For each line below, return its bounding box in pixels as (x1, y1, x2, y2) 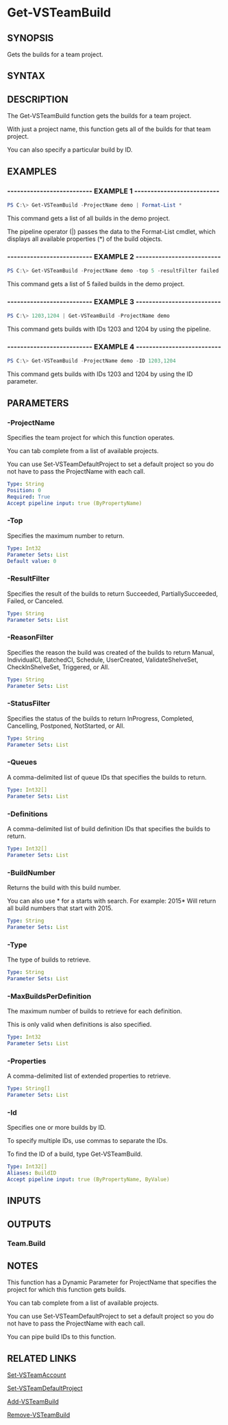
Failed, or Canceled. (7, 596, 64, 605)
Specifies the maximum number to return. (7, 531, 125, 540)
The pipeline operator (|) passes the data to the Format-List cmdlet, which (7, 227, 216, 235)
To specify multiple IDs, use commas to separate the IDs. (7, 1137, 168, 1145)
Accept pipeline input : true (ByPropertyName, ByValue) (7, 1176, 170, 1183)
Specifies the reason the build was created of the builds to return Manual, (7, 648, 215, 656)
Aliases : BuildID (7, 1169, 57, 1177)
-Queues (7, 757, 38, 767)
